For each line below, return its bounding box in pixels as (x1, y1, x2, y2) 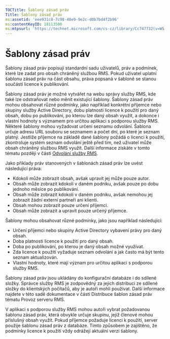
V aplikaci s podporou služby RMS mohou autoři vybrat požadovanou (5, 307, 150, 313)
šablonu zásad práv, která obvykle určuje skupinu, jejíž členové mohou (5, 312, 153, 318)
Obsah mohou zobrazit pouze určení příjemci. (12, 202, 108, 209)
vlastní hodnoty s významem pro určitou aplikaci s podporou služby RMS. (5, 118, 159, 124)
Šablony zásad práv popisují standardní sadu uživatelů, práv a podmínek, (5, 65, 158, 71)
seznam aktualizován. (12, 254, 58, 260)
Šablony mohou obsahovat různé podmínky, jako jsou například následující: (5, 218, 162, 224)
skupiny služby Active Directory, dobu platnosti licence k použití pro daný (5, 107, 159, 113)
